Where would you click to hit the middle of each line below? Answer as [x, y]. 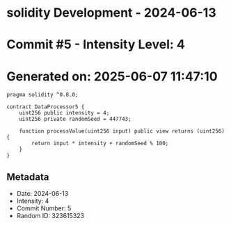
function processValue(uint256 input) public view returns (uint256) [122, 131]
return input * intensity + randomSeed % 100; [100, 144]
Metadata [28, 177]
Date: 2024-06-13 [42, 194]
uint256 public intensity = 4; [64, 113]
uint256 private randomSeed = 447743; [75, 119]
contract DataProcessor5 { [46, 107]
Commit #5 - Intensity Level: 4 [96, 45]
